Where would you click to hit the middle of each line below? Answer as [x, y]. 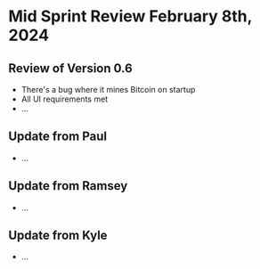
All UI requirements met [65, 99]
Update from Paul [58, 137]
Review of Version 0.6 [70, 68]
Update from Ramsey [68, 186]
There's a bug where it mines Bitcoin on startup [108, 90]
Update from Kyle [58, 236]
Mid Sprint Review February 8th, [130, 16]
